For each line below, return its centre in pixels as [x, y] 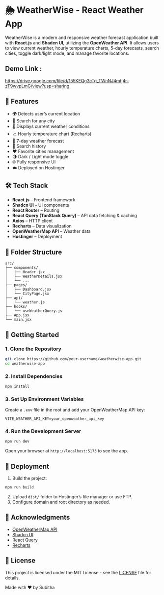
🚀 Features [22, 101]
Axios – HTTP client [32, 221]
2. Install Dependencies [34, 376]
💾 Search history [29, 146]
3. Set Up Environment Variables [44, 399]
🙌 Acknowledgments [38, 517]
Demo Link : [24, 69]
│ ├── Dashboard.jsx [28, 290]
